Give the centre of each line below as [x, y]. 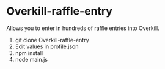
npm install [29, 53]
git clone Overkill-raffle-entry [52, 40]
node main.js [31, 59]
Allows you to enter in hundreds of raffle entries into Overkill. [83, 28]
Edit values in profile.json [47, 46]
